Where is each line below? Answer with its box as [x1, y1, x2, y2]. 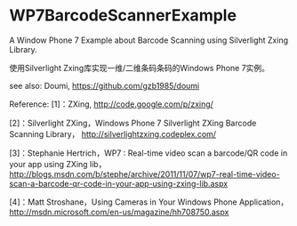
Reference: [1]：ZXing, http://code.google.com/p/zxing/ [9, 99, 213, 109]
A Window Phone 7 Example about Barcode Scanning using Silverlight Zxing [9, 35, 289, 45]
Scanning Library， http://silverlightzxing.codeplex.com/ [9, 128, 216, 139]
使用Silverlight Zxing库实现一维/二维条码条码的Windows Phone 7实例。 [9, 62, 269, 73]
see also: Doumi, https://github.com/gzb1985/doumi [9, 80, 200, 91]
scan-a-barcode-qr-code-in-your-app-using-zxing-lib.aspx [9, 178, 229, 189]
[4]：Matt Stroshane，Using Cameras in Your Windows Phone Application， [9, 197, 289, 207]
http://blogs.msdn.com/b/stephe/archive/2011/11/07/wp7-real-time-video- [9, 168, 280, 179]
